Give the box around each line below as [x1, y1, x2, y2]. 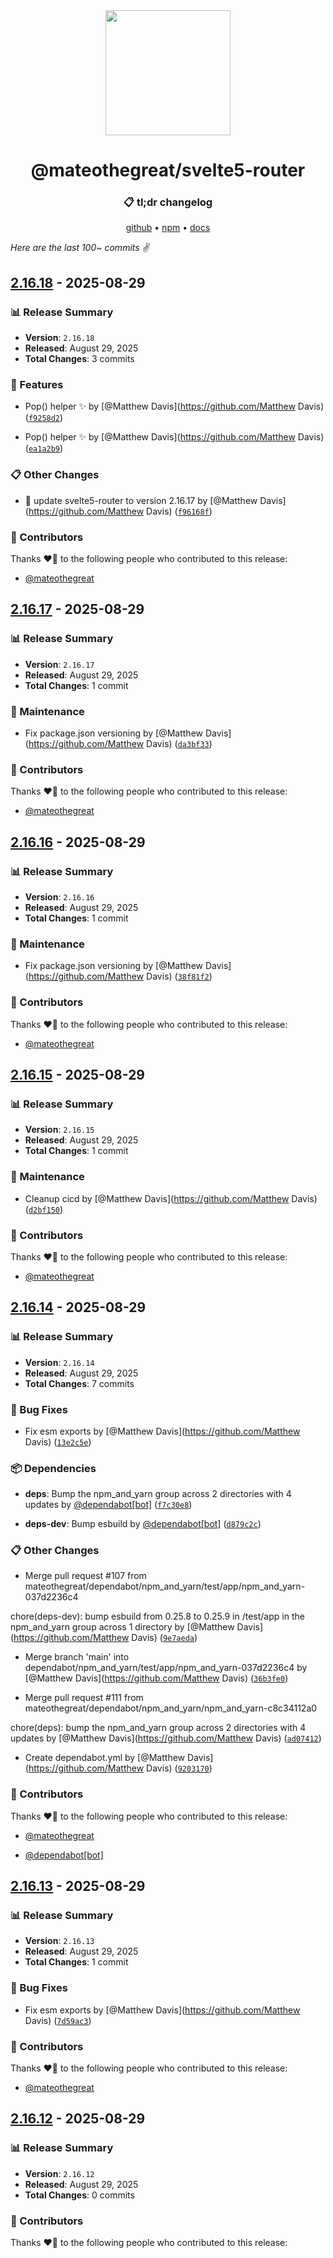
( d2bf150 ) [24, 1203, 64, 1215]
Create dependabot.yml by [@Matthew [24, 1752, 186, 1764]
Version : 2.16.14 [24, 1356, 95, 1368]
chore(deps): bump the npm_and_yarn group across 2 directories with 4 [10, 1722, 307, 1734]
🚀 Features [10, 378, 64, 392]
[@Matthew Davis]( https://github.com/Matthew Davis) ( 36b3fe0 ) [24, 1672, 289, 1684]
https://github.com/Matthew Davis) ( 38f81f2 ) [28, 970, 213, 983]
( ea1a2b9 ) [24, 442, 64, 454]
